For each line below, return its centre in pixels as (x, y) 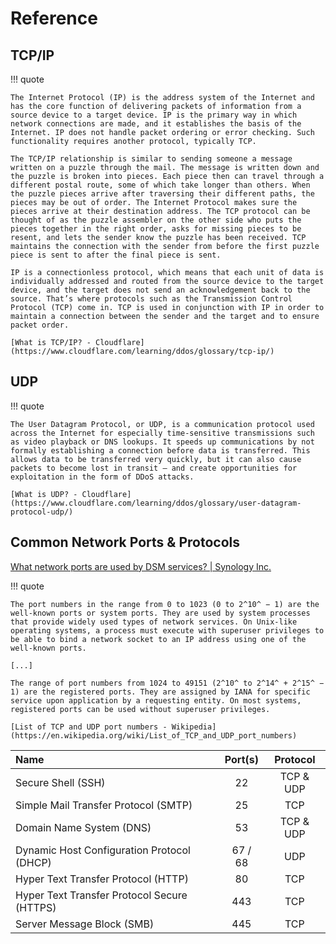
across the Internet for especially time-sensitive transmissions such (162, 433)
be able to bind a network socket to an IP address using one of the (158, 639)
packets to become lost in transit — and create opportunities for (154, 468)
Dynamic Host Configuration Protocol (103, 850)
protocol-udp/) (42, 512)
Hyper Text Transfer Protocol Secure (101, 895)
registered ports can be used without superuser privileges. (140, 709)
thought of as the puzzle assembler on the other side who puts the (156, 220)
